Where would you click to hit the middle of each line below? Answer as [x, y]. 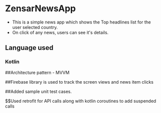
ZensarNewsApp [40, 9]
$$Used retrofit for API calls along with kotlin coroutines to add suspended [80, 101]
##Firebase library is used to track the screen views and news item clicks [79, 82]
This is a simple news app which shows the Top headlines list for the [81, 22]
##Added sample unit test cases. [39, 91]
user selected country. [35, 27]
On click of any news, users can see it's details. [60, 32]
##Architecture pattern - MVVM [37, 72]
